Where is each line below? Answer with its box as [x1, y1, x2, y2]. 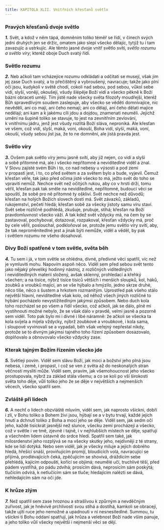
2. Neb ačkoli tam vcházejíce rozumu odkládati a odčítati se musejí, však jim [5, 74, 159, 79]
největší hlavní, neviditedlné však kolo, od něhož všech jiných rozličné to [5, 292, 151, 298]
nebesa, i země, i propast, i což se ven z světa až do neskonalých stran [5, 363, 149, 369]
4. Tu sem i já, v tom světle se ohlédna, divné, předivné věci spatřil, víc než [5, 256, 157, 262]
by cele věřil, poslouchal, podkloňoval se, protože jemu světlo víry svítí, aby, [5, 222, 158, 228]
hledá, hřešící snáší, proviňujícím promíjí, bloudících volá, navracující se [5, 449, 149, 454]
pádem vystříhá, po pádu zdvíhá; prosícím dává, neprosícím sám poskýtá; [5, 464, 154, 470]
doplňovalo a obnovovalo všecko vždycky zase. [5, 334, 102, 340]
